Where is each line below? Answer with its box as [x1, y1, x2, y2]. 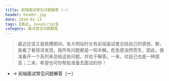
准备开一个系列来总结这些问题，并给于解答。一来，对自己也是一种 [17, 54, 155, 60]
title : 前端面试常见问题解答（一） [5, 7, 70, 13]
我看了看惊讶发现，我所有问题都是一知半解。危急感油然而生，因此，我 [17, 47, 164, 53]
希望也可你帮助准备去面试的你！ [39, 60, 107, 66]
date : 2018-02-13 [5, 17, 42, 22]
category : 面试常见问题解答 [5, 26, 58, 31]
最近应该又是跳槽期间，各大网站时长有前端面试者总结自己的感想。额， [17, 41, 164, 47]
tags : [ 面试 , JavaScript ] [5, 21, 59, 27]
